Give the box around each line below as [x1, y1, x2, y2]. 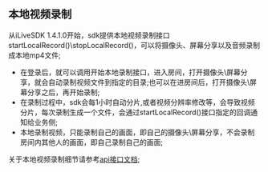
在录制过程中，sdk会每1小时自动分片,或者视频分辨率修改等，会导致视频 [19, 97, 255, 106]
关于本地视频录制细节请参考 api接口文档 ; [8, 154, 140, 164]
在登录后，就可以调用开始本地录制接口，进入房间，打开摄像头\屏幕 [19, 67, 241, 77]
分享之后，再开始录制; [26, 87, 100, 97]
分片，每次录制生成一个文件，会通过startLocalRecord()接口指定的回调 [19, 107, 251, 117]
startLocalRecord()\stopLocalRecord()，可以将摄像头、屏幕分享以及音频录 [8, 40, 254, 50]
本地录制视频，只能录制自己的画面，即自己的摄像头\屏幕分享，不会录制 [19, 127, 255, 137]
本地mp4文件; [14, 50, 62, 60]
